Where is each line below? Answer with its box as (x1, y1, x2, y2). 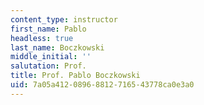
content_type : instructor (10, 14, 118, 25)
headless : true (10, 33, 74, 43)
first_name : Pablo (10, 24, 87, 34)
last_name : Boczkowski (10, 42, 105, 53)
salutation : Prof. (10, 61, 87, 71)
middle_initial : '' (10, 52, 92, 62)
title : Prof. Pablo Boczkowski (10, 71, 141, 81)
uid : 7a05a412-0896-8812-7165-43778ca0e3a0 (10, 80, 195, 90)
